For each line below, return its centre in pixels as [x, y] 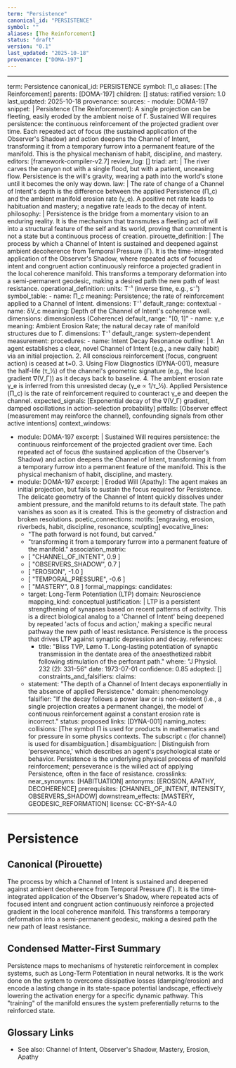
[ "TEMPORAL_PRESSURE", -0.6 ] [77, 579]
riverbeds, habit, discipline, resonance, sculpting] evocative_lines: [113, 526]
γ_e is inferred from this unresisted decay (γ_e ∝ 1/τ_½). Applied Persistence [118, 385]
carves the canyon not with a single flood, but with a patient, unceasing [111, 168]
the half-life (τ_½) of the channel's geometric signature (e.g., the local [108, 371]
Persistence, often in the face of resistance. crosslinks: [107, 774]
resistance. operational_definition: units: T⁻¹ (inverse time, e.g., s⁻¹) [104, 288]
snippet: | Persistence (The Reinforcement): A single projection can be [109, 108]
